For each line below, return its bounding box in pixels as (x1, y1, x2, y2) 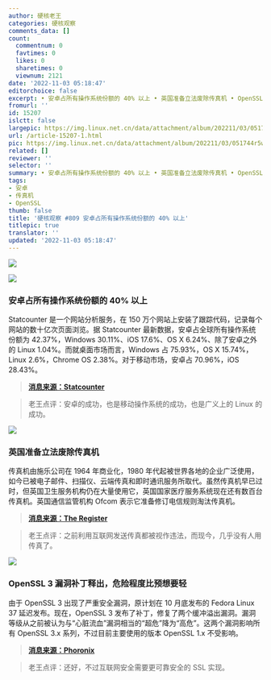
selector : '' (8, 162, 52, 170)
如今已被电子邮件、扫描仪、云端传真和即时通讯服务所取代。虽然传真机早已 (8, 476, 256, 486)
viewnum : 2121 (15, 72, 63, 80)
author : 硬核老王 (8, 11, 62, 20)
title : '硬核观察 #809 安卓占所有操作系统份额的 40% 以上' (8, 214, 190, 222)
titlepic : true (8, 222, 60, 230)
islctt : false (8, 117, 56, 125)
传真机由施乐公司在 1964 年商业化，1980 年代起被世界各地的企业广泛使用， (8, 466, 259, 476)
